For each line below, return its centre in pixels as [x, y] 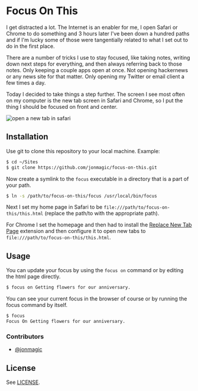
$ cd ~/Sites [22, 162]
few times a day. [26, 83]
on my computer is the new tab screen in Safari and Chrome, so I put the [95, 100]
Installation [27, 137]
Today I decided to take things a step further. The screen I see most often [95, 94]
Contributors [25, 337]
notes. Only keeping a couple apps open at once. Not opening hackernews [97, 70]
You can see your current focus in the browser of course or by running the [97, 299]
